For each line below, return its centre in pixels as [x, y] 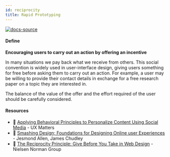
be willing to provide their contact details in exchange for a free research [82, 78]
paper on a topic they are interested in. [46, 84]
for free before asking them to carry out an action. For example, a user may [85, 73]
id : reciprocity [23, 10]
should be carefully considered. [39, 99]
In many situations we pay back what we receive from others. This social [82, 62]
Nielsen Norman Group [37, 149]
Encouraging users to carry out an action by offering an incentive [76, 52]
